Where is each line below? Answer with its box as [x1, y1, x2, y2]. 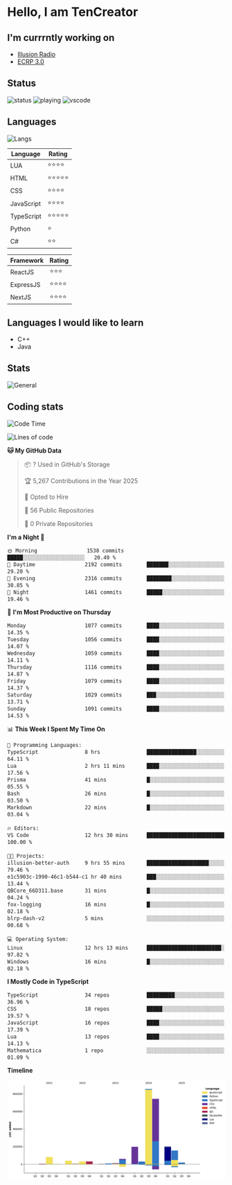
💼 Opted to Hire [24, 493, 69, 501]
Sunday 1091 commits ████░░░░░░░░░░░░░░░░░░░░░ [7, 705, 225, 712]
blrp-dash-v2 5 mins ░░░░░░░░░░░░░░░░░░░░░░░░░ [7, 915, 225, 922]
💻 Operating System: [7, 936, 69, 942]
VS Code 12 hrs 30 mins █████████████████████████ [7, 832, 225, 839]
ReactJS [10, 267, 35, 276]
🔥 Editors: [7, 825, 39, 832]
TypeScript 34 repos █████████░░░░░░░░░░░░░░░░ [7, 992, 225, 999]
